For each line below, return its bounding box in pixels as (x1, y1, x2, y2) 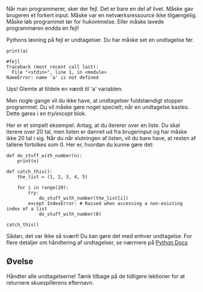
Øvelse (6, 256, 33, 267)
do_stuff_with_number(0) (38, 211, 102, 217)
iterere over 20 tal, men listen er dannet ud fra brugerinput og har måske (6, 128, 187, 135)
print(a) (6, 48, 28, 54)
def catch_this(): (6, 169, 53, 175)
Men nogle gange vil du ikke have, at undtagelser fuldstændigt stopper (6, 97, 184, 104)
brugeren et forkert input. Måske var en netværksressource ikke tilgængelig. (6, 12, 197, 19)
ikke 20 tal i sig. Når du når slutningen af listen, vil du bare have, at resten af (6, 135, 196, 141)
